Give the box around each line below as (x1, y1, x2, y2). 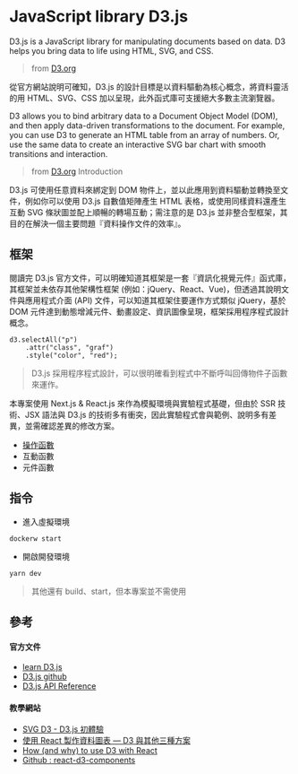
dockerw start (9, 534, 63, 544)
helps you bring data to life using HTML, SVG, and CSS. (9, 45, 214, 56)
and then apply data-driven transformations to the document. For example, (9, 119, 285, 131)
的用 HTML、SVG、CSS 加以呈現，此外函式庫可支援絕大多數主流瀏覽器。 (9, 92, 280, 103)
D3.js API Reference (21, 681, 97, 691)
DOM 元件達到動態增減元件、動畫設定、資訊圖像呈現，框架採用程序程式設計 (9, 306, 289, 317)
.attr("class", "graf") (25, 343, 115, 352)
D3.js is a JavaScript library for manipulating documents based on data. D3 (9, 36, 286, 47)
